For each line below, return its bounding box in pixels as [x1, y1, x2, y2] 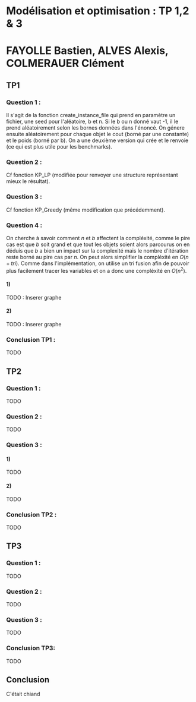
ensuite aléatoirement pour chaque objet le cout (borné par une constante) [6, 131, 189, 138]
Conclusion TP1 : [6, 335, 56, 344]
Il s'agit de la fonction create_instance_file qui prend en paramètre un [6, 112, 176, 119]
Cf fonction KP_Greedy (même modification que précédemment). [6, 206, 165, 213]
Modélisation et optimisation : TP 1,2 [6, 4, 189, 18]
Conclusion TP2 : [6, 510, 57, 518]
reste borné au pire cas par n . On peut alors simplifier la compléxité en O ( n [6, 253, 189, 260]
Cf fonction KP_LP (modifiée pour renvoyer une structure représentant [6, 171, 178, 179]
